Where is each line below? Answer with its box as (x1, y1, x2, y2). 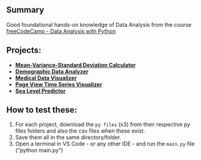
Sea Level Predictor (15, 87, 66, 94)
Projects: (6, 45, 41, 55)
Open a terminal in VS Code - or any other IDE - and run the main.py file (15, 140, 195, 148)
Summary (6, 5, 44, 15)
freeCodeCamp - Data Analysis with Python (6, 27, 116, 35)
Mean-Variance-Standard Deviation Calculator (15, 61, 136, 69)
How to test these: (6, 105, 77, 115)
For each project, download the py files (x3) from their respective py (15, 121, 191, 128)
